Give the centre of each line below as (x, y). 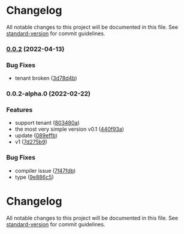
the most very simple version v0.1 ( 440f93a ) (70, 129)
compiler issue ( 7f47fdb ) (45, 170)
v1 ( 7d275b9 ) (31, 142)
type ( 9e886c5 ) (34, 177)
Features (19, 110)
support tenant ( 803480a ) (47, 123)
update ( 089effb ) (36, 136)
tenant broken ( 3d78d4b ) (46, 78)
